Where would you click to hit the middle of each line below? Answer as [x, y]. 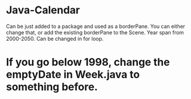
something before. [52, 87]
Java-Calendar [43, 10]
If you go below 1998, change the [88, 62]
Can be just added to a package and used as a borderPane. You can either [96, 26]
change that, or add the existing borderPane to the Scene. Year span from [95, 32]
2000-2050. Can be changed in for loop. [55, 38]
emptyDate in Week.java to [73, 75]
